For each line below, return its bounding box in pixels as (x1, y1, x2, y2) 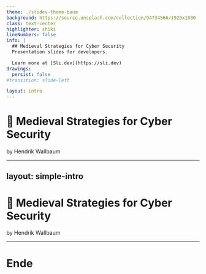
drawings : (6, 66, 32, 72)
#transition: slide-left (6, 77, 70, 83)
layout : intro (6, 88, 43, 94)
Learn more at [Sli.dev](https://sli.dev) (12, 59, 122, 66)
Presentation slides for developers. (12, 49, 109, 55)
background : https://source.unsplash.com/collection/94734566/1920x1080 (6, 15, 196, 21)
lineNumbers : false (6, 32, 56, 38)
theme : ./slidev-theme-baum (6, 9, 78, 15)
